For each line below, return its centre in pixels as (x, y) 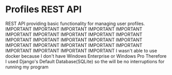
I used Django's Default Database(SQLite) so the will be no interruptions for (85, 61)
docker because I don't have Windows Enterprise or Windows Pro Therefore (86, 56)
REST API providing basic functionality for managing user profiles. (75, 23)
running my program (27, 67)
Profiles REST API (44, 9)
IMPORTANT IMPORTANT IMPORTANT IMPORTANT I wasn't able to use (81, 51)
